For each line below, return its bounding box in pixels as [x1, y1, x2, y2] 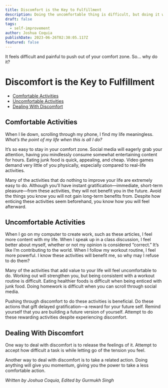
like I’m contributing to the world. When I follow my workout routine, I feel [5, 247, 156, 253]
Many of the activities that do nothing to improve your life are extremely [5, 177, 152, 183]
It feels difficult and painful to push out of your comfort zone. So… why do [5, 53, 157, 59]
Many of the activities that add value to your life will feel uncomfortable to [5, 268, 157, 274]
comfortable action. [5, 368, 46, 374]
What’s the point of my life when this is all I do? [5, 136, 102, 142]
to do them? [5, 258, 30, 264]
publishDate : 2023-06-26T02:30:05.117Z [5, 35, 88, 40]
